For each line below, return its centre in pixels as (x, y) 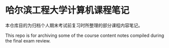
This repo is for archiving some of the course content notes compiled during (85, 35)
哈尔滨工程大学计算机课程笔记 (68, 10)
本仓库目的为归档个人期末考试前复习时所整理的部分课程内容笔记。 (74, 25)
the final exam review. (28, 40)
